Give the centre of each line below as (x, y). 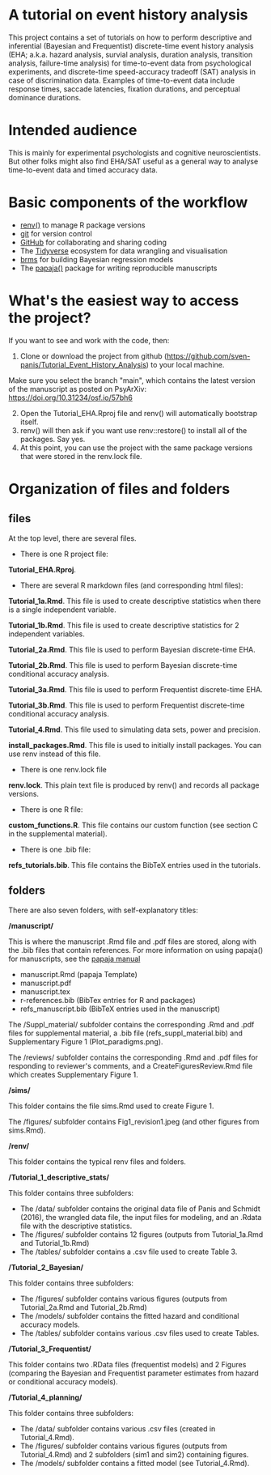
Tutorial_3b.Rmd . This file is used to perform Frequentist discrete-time (127, 705)
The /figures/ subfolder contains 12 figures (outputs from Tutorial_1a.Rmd (142, 1234)
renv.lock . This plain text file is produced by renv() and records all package (134, 785)
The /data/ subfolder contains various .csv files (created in (118, 1428)
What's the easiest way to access (124, 300)
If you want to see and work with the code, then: (89, 340)
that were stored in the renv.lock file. (81, 456)
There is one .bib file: (55, 849)
